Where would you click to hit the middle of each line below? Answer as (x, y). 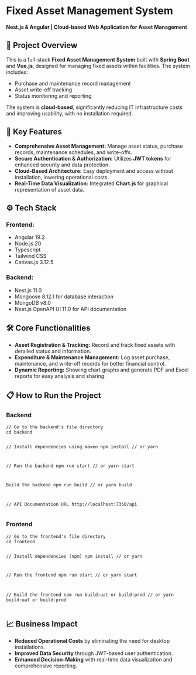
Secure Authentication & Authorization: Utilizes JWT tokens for (93, 158)
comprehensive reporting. (46, 666)
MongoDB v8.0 (33, 302)
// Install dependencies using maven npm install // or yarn (82, 446)
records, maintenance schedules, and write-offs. (73, 152)
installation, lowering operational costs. (62, 177)
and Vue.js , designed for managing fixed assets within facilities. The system (98, 66)
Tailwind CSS (30, 256)
